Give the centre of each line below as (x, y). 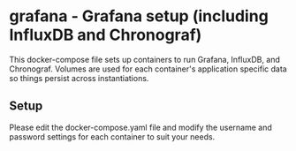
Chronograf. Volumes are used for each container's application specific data (148, 69)
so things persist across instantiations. (79, 78)
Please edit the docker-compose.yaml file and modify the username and (140, 127)
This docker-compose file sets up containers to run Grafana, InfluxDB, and (145, 59)
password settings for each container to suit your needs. (112, 136)
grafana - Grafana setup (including (139, 16)
